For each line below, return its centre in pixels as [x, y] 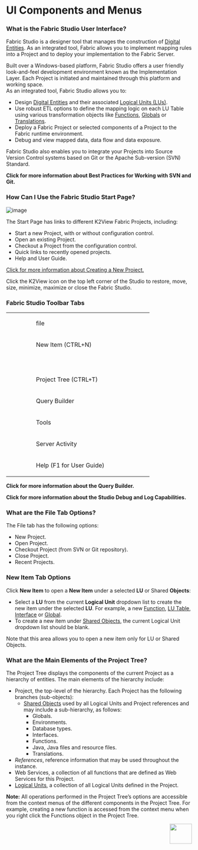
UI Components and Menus [74, 10]
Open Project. [31, 543]
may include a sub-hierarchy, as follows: [72, 709]
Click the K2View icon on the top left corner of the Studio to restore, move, [97, 281]
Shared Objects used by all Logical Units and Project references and [106, 703]
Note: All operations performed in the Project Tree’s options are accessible [97, 796]
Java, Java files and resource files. [74, 747]
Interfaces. [45, 735]
